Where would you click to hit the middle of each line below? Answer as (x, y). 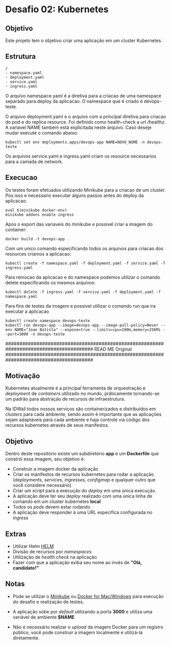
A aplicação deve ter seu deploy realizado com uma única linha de (82, 496)
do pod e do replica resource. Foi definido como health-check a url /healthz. (86, 122)
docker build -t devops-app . (38, 239)
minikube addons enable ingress (40, 215)
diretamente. (26, 638)
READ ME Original (113, 349)
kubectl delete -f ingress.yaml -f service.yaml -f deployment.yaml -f (83, 292)
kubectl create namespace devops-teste (48, 320)
